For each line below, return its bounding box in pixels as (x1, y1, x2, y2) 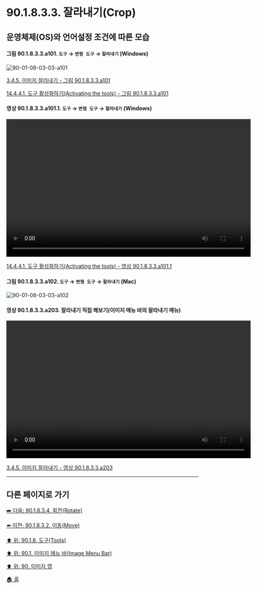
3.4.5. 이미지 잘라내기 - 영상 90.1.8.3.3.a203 (6, 464, 113, 472)
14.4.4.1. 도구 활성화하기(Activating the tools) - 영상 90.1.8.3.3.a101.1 (6, 262, 172, 270)
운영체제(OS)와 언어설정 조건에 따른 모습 (6, 32, 150, 42)
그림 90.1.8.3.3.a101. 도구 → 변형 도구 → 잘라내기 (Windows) (6, 50, 148, 57)
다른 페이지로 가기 (6, 489, 70, 500)
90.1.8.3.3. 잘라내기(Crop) (6, 6, 136, 20)
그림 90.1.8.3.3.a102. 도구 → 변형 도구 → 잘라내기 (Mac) (6, 278, 136, 285)
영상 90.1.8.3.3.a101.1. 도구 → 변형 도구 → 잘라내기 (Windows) (6, 105, 153, 112)
